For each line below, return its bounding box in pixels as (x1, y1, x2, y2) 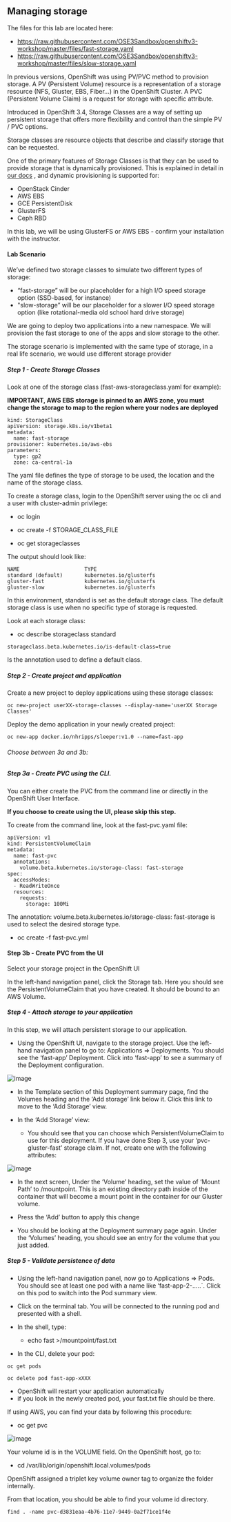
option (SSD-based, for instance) (17, 294, 112, 302)
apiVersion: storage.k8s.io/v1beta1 (7, 423, 112, 429)
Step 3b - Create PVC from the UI (7, 949, 103, 957)
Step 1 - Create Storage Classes (7, 365, 101, 374)
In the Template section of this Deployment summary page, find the (17, 1087, 209, 1095)
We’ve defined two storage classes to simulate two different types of (7, 265, 203, 274)
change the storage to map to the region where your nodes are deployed (7, 403, 219, 412)
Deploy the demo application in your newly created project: (7, 720, 176, 728)
